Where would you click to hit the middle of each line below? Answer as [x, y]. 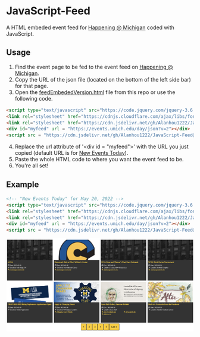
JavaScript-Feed [49, 11]
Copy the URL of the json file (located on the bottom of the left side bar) [103, 79]
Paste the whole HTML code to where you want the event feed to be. [99, 160]
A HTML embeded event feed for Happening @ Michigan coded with [90, 27]
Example [23, 184]
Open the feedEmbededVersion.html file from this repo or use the [95, 92]
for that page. [32, 86]
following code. [34, 98]
